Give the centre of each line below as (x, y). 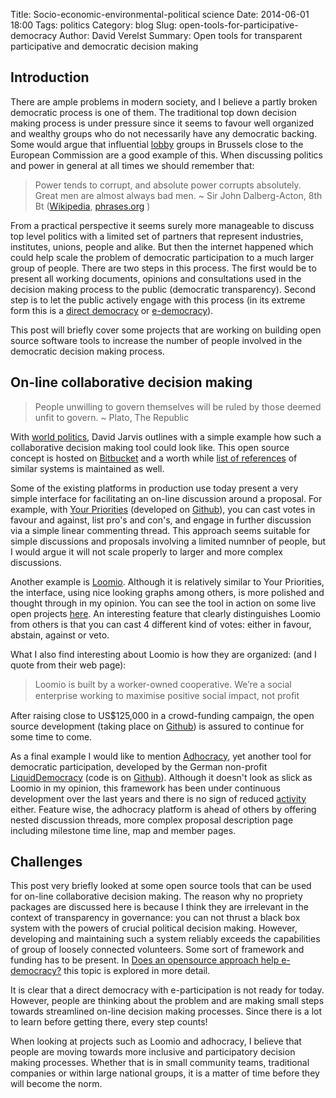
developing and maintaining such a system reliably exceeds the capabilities (165, 939)
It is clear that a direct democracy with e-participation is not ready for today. (167, 990)
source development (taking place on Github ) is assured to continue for (157, 726)
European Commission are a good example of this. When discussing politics (167, 155)
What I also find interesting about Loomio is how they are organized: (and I (163, 654)
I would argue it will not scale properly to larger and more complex (146, 551)
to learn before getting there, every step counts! (109, 1022)
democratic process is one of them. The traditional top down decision (153, 112)
